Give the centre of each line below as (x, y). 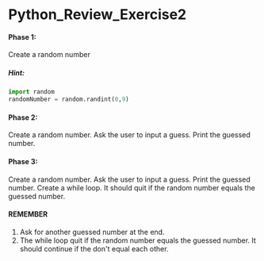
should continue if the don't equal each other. (94, 248)
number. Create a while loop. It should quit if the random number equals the (132, 187)
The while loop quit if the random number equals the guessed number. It (138, 240)
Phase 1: (23, 36)
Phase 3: (23, 161)
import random (32, 92)
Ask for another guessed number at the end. (92, 232)
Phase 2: (23, 117)
